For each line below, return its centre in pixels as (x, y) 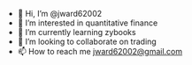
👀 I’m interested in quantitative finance (88, 23)
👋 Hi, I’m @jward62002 (60, 14)
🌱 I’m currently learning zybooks (77, 32)
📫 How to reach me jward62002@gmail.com (100, 51)
